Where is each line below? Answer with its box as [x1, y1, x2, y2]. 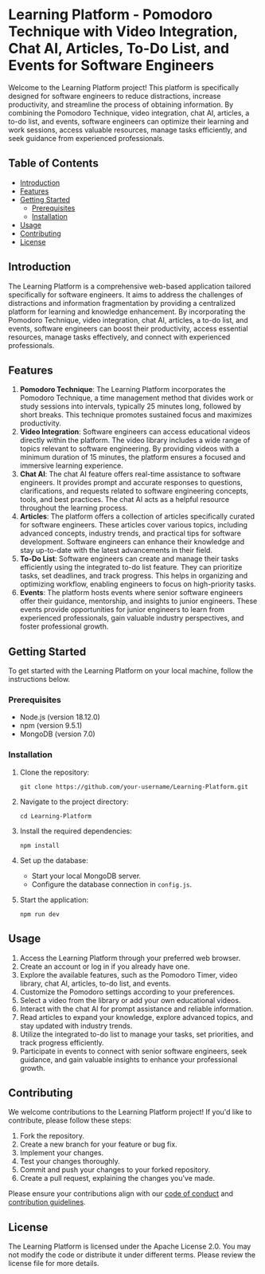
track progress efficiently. [19, 1037, 105, 1047]
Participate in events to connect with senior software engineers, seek [19, 1046, 247, 1056]
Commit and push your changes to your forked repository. [19, 1165, 211, 1174]
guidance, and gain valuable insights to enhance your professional [19, 1054, 238, 1064]
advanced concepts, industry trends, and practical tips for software [19, 528, 241, 539]
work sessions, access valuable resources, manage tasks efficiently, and [8, 125, 247, 135]
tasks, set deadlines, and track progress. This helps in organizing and [19, 571, 248, 581]
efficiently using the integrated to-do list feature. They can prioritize [19, 563, 243, 572]
